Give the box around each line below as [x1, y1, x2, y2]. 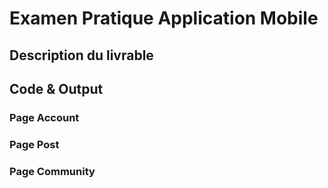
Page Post [9, 137, 60, 151]
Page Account [9, 110, 80, 124]
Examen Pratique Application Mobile [9, 7, 319, 30]
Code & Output [9, 80, 104, 97]
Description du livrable [9, 47, 154, 64]
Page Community [9, 164, 96, 178]
